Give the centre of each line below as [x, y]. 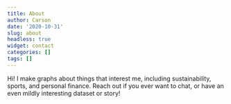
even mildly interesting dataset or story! [64, 93]
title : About [26, 14]
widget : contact [31, 46]
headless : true [29, 40]
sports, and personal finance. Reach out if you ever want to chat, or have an [115, 86]
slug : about [24, 33]
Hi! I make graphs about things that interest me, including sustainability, [109, 78]
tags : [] [20, 59]
